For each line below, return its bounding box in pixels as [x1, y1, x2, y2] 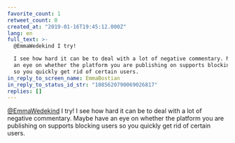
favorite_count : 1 [7, 10, 61, 17]
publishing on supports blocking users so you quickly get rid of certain [7, 121, 211, 130]
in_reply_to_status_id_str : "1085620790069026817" [7, 81, 158, 88]
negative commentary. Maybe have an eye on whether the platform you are [7, 114, 225, 123]
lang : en [7, 29, 33, 37]
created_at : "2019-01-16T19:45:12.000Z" [7, 23, 127, 30]
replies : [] [7, 88, 42, 95]
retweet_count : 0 [7, 17, 58, 24]
